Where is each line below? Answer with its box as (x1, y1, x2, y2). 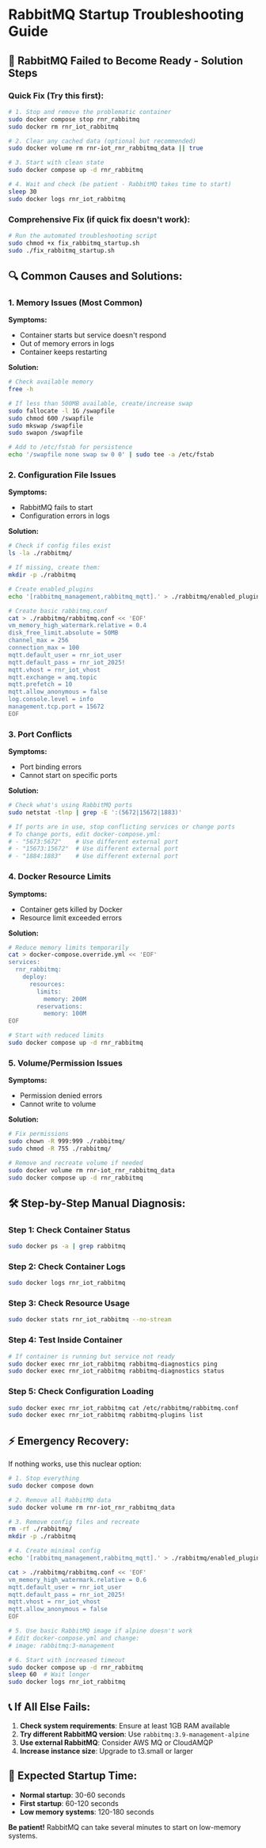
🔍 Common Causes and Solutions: (8, 269, 183, 283)
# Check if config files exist (8, 542, 112, 550)
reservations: (36, 1002, 83, 1011)
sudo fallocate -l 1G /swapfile (8, 406, 115, 415)
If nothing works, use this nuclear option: (8, 1459, 142, 1469)
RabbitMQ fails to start (19, 503, 93, 512)
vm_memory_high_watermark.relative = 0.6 (8, 1576, 147, 1583)
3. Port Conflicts (8, 729, 73, 740)
